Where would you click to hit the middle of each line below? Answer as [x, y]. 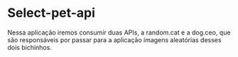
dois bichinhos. [29, 47]
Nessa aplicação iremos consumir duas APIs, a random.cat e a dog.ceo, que [119, 32]
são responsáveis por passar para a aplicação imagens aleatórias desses [114, 39]
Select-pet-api [52, 13]
